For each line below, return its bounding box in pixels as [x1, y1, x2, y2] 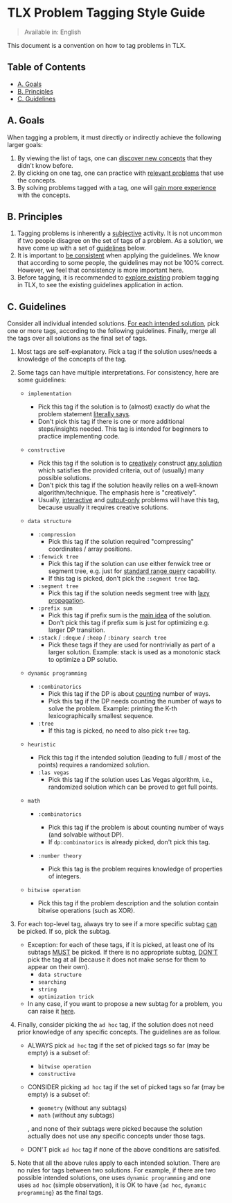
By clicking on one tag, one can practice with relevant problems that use [17, 169, 224, 177]
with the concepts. [17, 191, 71, 199]
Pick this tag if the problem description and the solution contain [37, 899, 220, 907]
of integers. [48, 872, 82, 880]
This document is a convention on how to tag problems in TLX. [7, 41, 186, 49]
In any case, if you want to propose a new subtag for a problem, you [27, 1000, 223, 1008]
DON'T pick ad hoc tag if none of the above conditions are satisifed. [27, 1145, 222, 1154]
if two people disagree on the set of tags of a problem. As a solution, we [17, 237, 224, 245]
